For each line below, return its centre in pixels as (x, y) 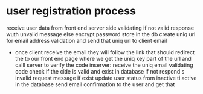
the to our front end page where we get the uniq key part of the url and (103, 58)
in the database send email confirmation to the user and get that (95, 84)
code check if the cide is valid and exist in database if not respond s (100, 71)
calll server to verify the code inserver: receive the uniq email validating (104, 65)
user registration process (71, 11)
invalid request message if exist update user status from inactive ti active (106, 78)
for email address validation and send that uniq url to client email (87, 40)
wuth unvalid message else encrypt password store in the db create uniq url (101, 34)
